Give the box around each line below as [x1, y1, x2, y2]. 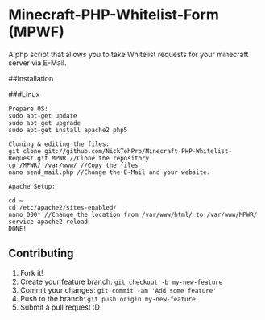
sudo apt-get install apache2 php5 [8, 126, 128, 134]
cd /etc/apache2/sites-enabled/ [8, 203, 117, 211]
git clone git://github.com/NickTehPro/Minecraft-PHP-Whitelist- [8, 147, 232, 155]
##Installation [8, 73, 54, 83]
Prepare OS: [8, 105, 48, 113]
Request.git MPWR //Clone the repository [8, 154, 150, 162]
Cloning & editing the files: [8, 139, 110, 148]
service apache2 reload [8, 218, 89, 226]
